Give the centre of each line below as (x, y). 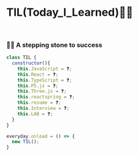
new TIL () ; (26, 142)
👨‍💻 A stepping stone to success (54, 45)
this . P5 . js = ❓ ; (38, 86)
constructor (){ (31, 63)
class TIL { (21, 58)
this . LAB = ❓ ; (35, 114)
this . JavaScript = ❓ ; (45, 69)
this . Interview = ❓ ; (43, 109)
